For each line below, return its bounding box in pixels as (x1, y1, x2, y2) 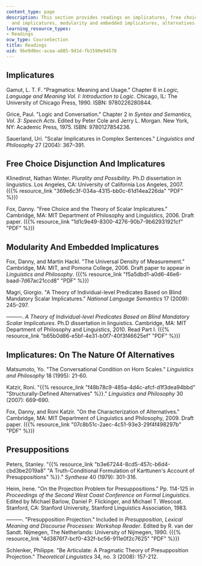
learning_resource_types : (6, 25, 71, 32)
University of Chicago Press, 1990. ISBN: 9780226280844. (6, 99, 152, 106)
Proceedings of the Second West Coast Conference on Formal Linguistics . (6, 491, 191, 499)
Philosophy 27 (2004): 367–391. (6, 141, 85, 148)
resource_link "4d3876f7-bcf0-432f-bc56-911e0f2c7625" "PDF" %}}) (6, 535, 180, 542)
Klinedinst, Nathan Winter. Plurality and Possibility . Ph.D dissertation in (6, 175, 182, 182)
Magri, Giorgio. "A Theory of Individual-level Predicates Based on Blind (6, 289, 182, 296)
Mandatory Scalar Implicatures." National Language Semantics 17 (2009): (6, 295, 189, 302)
